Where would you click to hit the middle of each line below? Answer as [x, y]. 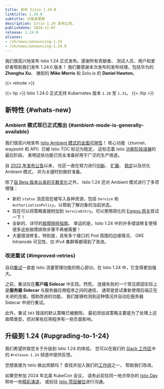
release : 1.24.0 [22, 32]
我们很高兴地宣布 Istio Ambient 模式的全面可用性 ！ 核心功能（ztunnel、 [77, 143]
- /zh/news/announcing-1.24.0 [36, 46]
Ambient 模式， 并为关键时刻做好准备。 [45, 172]
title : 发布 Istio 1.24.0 [31, 10]
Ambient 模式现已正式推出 [36, 125]
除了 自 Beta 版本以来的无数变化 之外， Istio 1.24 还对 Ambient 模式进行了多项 [82, 182]
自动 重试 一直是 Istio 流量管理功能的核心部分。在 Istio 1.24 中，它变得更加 [79, 267]
